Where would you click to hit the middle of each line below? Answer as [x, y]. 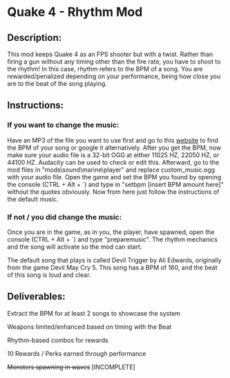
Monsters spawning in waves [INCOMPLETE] [71, 367]
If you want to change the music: [63, 125]
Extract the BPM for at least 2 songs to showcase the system [94, 313]
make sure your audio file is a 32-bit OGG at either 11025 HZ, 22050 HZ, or [113, 155]
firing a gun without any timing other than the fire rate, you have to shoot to [114, 62]
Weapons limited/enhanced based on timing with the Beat [89, 327]
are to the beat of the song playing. [57, 83]
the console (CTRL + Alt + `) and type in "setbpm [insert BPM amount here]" [116, 184]
